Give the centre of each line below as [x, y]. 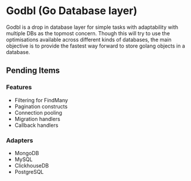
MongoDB [27, 153]
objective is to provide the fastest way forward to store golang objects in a [96, 46]
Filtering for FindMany [41, 100]
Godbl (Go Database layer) [72, 11]
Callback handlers [36, 125]
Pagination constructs [41, 106]
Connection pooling [38, 112]
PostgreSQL [29, 172]
